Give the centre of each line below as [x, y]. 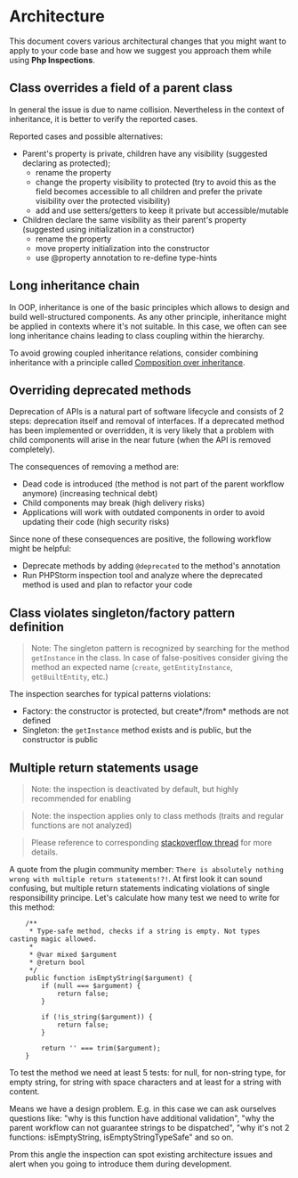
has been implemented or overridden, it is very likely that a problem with [141, 430]
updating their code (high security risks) [96, 522]
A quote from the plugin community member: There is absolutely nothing [147, 869]
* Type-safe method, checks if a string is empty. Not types [145, 931]
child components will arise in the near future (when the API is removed [140, 440]
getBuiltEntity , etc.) [69, 677]
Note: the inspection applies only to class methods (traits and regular [157, 816]
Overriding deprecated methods [101, 390]
